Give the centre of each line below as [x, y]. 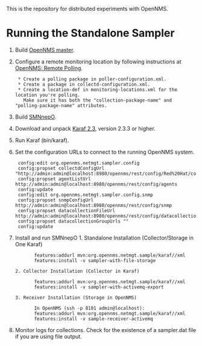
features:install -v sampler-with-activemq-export [99, 287]
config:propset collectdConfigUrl [61, 168]
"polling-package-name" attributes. [61, 105]
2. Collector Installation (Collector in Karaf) [77, 271]
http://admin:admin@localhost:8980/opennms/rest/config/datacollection [107, 216]
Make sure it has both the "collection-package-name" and [98, 100]
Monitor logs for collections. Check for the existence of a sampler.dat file [106, 330]
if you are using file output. [49, 336]
